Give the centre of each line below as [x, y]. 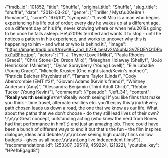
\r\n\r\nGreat [18, 118]
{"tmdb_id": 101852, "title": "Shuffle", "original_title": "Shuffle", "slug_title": [81, 7]
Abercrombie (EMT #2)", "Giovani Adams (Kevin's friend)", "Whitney [75, 81]
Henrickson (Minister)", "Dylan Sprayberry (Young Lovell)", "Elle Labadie [80, 65]
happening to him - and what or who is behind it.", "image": [66, 44]
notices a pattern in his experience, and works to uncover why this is [76, 39]
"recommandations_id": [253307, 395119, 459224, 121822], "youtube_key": [82, 145]
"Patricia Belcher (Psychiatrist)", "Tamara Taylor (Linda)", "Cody [71, 76]
